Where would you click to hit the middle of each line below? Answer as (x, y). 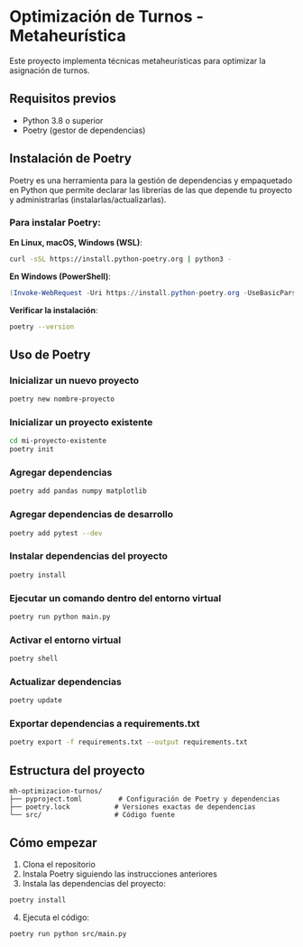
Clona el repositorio (59, 864)
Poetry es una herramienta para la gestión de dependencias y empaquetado (151, 180)
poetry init (32, 450)
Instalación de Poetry (71, 158)
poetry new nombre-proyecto (62, 399)
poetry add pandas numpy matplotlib (78, 491)
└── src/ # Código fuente (92, 815)
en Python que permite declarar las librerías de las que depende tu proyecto (151, 190)
